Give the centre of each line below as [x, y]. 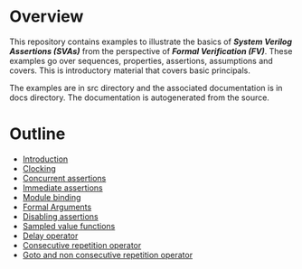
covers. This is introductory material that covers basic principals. [130, 70]
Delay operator [50, 236]
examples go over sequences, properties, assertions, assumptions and [141, 60]
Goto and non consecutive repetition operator [107, 255]
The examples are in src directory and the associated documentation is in [146, 88]
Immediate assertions [62, 188]
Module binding [52, 197]
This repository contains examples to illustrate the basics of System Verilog [151, 42]
